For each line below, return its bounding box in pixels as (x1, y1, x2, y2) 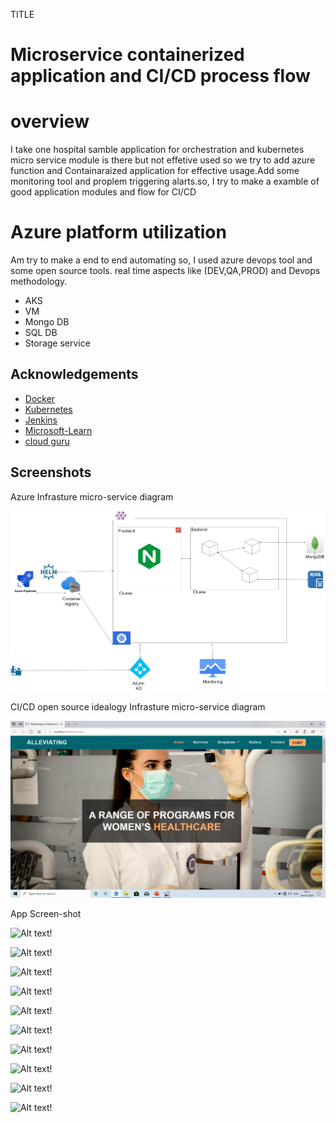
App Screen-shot (10, 908, 82, 920)
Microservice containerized (10, 44, 245, 66)
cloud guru (24, 435, 70, 447)
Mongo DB (24, 316, 70, 328)
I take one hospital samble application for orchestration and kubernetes (10, 144, 305, 156)
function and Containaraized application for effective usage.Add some (10, 165, 300, 177)
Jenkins (24, 414, 58, 426)
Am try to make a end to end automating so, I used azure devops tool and (10, 254, 313, 266)
